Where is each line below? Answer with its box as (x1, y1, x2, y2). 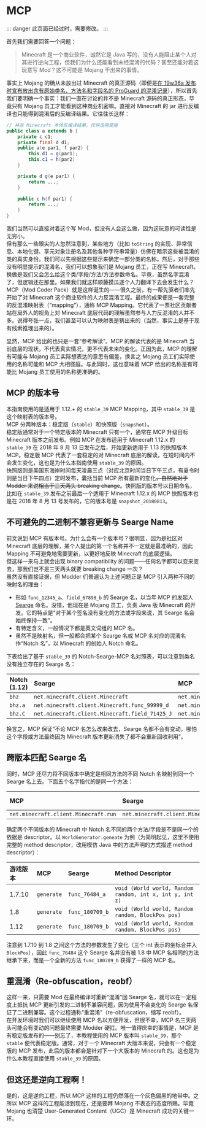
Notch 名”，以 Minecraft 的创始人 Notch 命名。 (23, 639, 142, 647)
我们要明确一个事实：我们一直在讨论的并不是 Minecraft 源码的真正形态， (6, 95, 189, 102)
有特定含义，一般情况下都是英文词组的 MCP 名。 (15, 624, 139, 632)
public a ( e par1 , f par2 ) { (17, 145, 89, 151)
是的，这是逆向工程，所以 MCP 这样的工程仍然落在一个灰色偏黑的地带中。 (6, 1092, 194, 1099)
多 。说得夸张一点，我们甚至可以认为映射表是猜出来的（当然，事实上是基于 (6, 317, 194, 324)
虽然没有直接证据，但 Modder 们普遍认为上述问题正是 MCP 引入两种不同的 (6, 573, 195, 580)
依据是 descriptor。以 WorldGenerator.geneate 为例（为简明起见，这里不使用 (6, 833, 199, 841)
